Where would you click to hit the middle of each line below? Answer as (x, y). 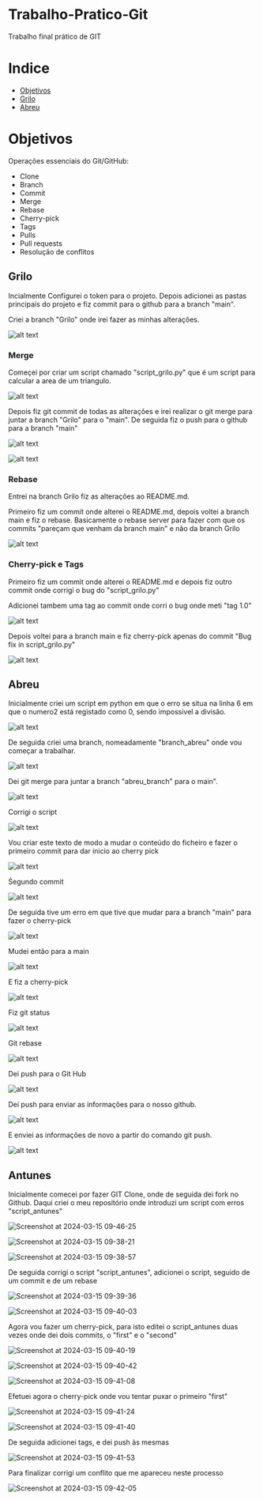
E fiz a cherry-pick (38, 982)
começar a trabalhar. (42, 751)
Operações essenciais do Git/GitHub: (68, 160)
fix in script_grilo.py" (42, 644)
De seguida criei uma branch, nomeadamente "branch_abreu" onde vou (125, 742)
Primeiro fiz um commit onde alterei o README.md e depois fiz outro (120, 582)
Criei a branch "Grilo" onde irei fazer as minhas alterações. (104, 319)
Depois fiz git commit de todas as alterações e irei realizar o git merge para (130, 411)
